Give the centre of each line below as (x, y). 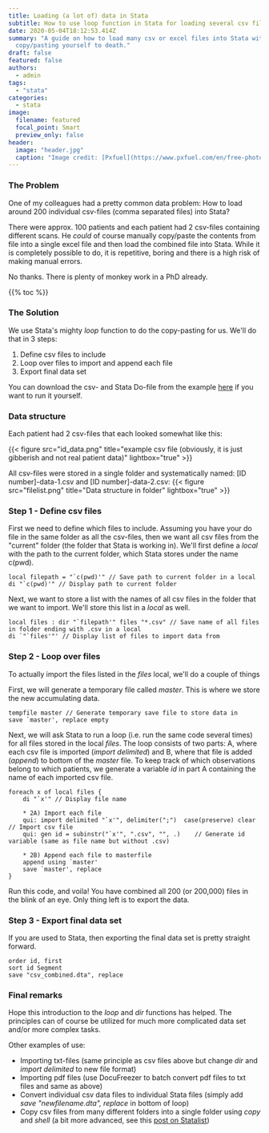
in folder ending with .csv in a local (75, 629)
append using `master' (60, 862)
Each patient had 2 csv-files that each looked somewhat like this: (115, 434)
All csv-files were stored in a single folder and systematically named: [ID (127, 473)
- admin (28, 75)
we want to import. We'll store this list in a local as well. (99, 608)
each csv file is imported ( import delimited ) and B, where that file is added (130, 751)
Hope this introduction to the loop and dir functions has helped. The (120, 1013)
